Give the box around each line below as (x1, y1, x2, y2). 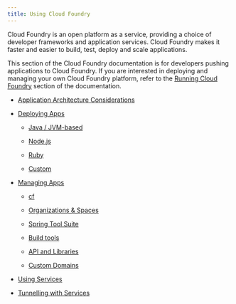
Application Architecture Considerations (17, 95, 135, 104)
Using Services (17, 275, 63, 283)
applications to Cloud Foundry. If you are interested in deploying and (7, 66, 208, 75)
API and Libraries (28, 247, 79, 256)
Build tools (28, 233, 60, 242)
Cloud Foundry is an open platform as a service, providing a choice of (7, 30, 212, 38)
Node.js (28, 137, 52, 145)
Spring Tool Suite (28, 219, 80, 228)
